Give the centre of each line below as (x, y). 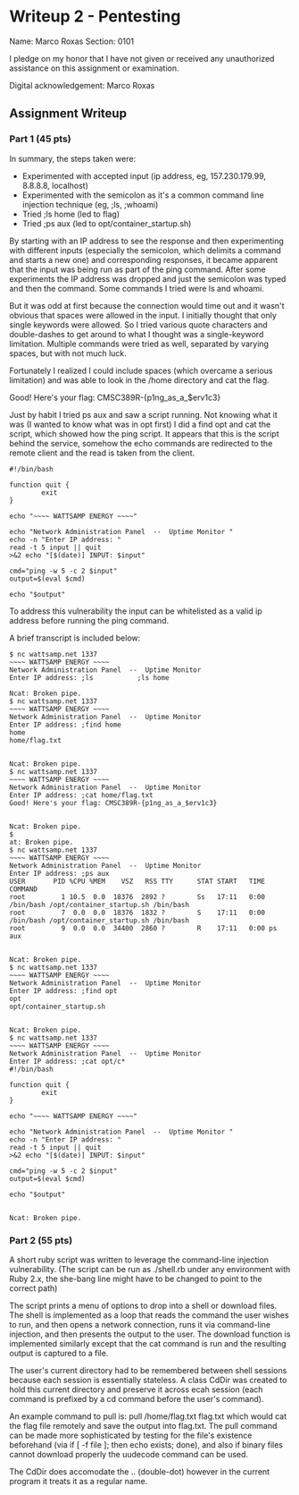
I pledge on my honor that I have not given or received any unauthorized (142, 58)
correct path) (33, 1288)
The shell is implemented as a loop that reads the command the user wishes (149, 1315)
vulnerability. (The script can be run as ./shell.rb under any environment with (150, 1269)
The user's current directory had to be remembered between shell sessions (148, 1370)
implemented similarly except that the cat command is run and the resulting (148, 1343)
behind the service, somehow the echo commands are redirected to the (141, 443)
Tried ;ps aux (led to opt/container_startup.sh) (107, 223)
